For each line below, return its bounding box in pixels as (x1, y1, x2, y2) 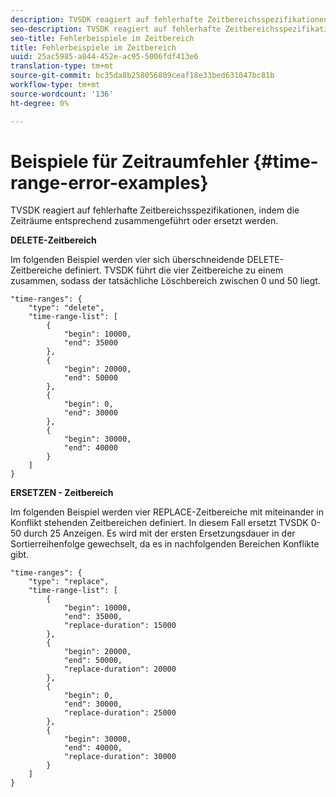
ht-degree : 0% (10, 98, 70, 108)
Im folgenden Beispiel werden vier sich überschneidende (10, 254, 245, 266)
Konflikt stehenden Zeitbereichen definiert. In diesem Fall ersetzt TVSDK (10, 517, 309, 529)
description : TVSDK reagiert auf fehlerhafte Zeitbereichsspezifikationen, (10, 14, 333, 25)
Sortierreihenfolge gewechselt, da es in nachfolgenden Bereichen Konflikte (10, 538, 320, 550)
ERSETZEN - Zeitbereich (10, 487, 114, 499)
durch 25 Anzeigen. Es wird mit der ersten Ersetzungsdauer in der (23, 527, 296, 540)
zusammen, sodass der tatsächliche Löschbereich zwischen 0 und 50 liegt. (10, 275, 321, 287)
